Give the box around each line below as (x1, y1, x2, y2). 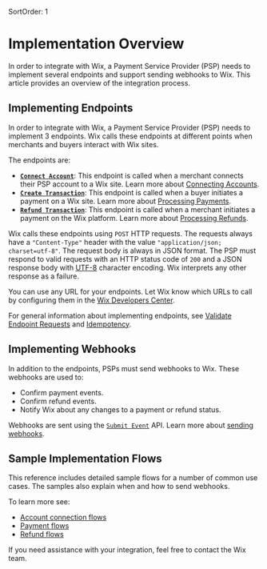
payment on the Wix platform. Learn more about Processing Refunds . (19, 213, 249, 222)
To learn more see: (8, 497, 70, 507)
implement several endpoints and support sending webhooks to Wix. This (8, 70, 251, 79)
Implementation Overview (8, 35, 185, 53)
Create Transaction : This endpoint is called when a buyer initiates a (19, 187, 244, 197)
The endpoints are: (8, 155, 70, 165)
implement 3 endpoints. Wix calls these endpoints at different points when (8, 131, 253, 141)
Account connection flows (19, 512, 107, 523)
